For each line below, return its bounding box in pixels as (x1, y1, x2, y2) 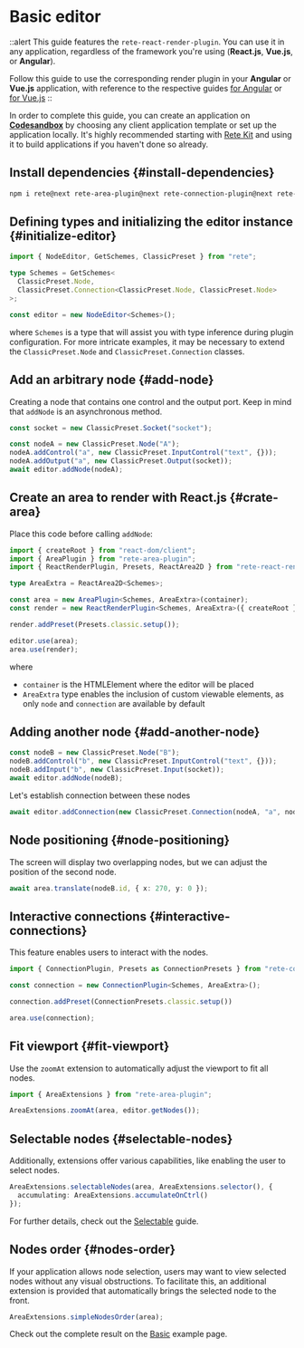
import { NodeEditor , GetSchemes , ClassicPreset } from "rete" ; (9, 252, 257, 262)
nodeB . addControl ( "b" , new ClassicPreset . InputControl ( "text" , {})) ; (9, 756, 278, 766)
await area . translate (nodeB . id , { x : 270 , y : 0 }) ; (9, 883, 208, 893)
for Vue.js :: (9, 92, 52, 103)
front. (9, 1295, 30, 1305)
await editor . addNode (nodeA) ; (9, 465, 124, 474)
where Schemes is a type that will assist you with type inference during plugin (9, 326, 294, 337)
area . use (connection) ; (9, 1013, 95, 1023)
